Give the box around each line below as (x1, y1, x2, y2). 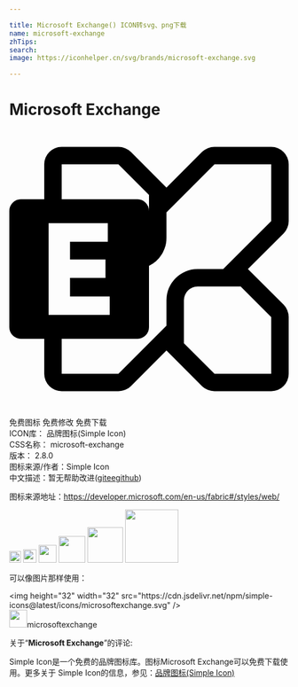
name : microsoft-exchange (9, 28, 105, 38)
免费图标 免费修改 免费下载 (9, 418, 107, 428)
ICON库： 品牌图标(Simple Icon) (9, 428, 127, 439)
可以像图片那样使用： (9, 573, 87, 583)
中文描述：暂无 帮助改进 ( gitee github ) (9, 472, 142, 483)
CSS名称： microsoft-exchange (9, 440, 124, 450)
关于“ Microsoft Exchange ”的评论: (9, 637, 133, 648)
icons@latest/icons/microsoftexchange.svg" (9, 600, 171, 611)
